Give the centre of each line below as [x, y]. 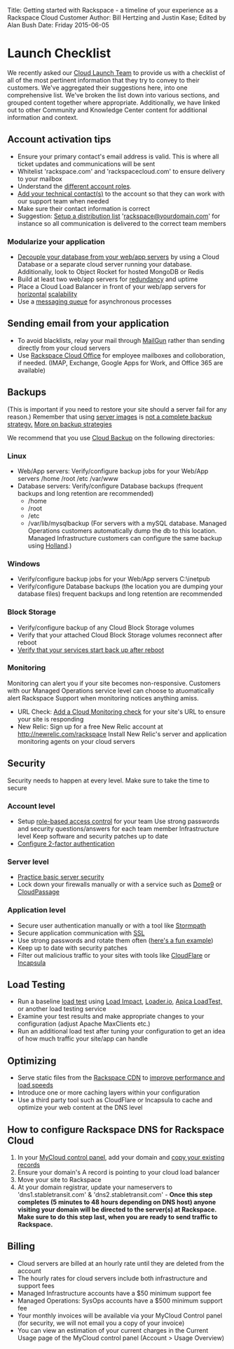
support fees [36, 1285]
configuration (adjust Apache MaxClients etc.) [84, 1024]
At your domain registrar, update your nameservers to [95, 1187]
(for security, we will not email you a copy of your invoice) [101, 1323]
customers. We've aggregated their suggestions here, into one [97, 88]
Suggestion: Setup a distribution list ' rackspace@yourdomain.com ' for [119, 216]
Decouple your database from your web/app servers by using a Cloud [118, 257]
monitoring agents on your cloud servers [76, 741]
